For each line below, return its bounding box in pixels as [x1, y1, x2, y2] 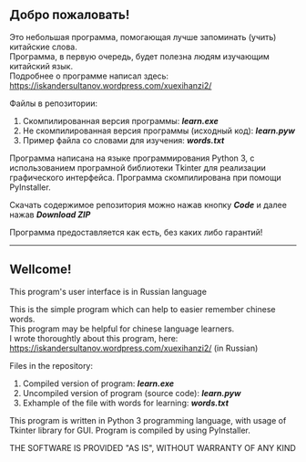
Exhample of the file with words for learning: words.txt [22, 397, 229, 408]
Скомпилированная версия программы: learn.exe [22, 115, 219, 126]
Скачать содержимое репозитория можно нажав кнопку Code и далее [9, 199, 287, 210]
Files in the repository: [9, 360, 94, 371]
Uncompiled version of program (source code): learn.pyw [22, 387, 241, 398]
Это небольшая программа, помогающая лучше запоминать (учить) [9, 31, 277, 42]
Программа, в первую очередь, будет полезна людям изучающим [9, 50, 270, 62]
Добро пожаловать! [9, 7, 130, 23]
